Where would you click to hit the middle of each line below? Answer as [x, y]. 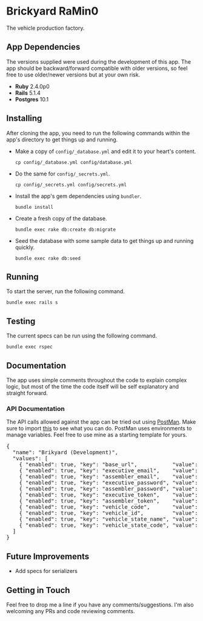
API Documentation [36, 409]
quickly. [25, 247]
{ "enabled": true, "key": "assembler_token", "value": [108, 501]
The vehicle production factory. [45, 28]
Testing [21, 321]
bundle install [34, 207]
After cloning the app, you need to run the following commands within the [98, 133]
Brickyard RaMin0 [52, 11]
